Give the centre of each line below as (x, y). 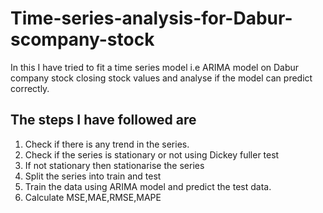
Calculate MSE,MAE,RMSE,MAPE (93, 197)
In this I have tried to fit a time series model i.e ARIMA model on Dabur (155, 67)
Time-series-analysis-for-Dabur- (151, 18)
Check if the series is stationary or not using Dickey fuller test (152, 154)
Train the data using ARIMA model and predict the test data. (148, 186)
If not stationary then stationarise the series (114, 165)
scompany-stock (82, 39)
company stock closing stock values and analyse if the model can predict (161, 78)
